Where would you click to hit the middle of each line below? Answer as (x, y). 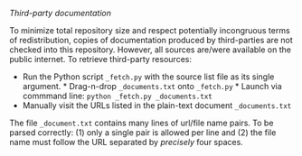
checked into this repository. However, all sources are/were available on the (151, 50)
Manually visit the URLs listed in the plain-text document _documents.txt (157, 106)
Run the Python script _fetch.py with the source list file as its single (148, 77)
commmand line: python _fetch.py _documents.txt (117, 96)
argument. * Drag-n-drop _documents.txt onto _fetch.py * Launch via (152, 86)
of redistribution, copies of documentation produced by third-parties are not (151, 40)
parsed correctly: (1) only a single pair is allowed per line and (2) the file (143, 133)
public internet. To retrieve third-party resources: (101, 59)
